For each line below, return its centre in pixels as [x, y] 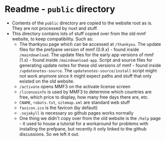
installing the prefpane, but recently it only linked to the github [83, 129]
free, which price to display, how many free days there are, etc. [84, 97]
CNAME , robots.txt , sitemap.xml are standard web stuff [75, 102]
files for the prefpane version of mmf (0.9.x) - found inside [79, 49]
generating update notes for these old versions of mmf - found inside [90, 65]
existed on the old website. [47, 81]
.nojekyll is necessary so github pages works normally [76, 113]
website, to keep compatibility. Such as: [52, 39]
